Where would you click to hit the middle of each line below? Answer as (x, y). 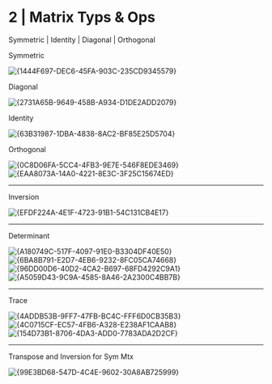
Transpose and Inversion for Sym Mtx (71, 357)
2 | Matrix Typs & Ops (82, 17)
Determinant (29, 235)
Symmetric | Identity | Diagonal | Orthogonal (82, 40)
